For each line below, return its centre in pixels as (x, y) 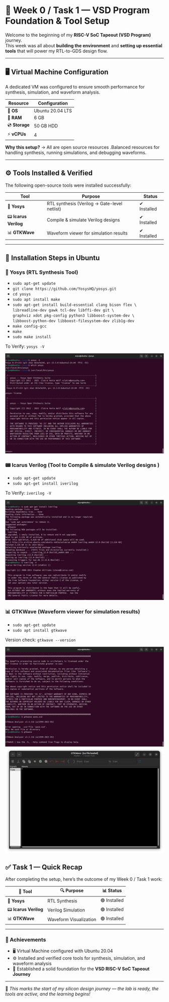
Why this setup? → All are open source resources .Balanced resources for (82, 147)
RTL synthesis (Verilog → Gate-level (84, 204)
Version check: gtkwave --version (40, 640)
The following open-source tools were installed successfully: (68, 185)
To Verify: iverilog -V (28, 493)
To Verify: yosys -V (25, 346)
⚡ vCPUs (17, 134)
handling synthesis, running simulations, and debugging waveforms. (76, 152)
